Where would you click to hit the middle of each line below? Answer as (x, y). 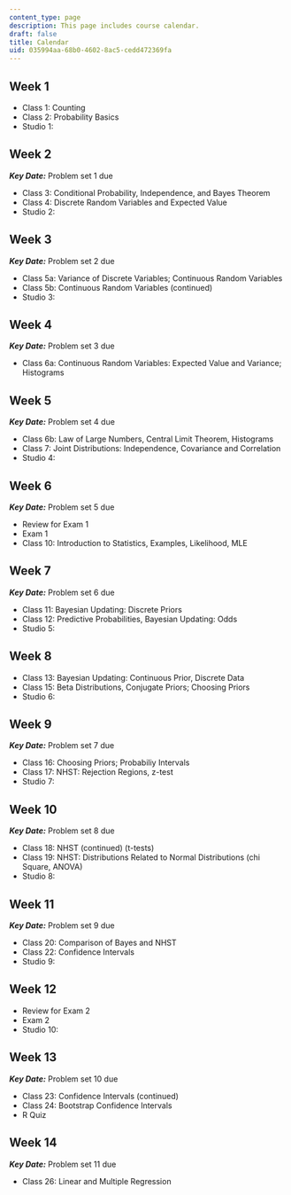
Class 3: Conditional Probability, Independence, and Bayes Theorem (146, 192)
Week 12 (33, 989)
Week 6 (31, 485)
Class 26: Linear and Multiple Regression (96, 1181)
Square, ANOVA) (52, 867)
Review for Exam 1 (55, 524)
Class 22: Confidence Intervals (78, 952)
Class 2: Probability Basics (70, 117)
